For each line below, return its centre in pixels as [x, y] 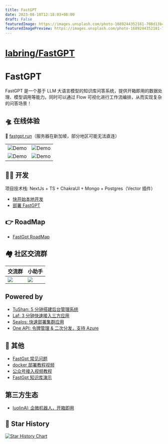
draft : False [19, 19]
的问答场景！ [18, 103]
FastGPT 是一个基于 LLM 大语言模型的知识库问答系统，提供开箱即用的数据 [82, 91]
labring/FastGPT [40, 53]
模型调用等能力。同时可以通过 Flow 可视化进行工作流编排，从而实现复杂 [88, 97]
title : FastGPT [21, 10]
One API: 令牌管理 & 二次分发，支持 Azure [55, 328]
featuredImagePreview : [29, 29]
